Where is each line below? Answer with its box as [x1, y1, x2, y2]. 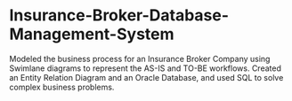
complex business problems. [9, 82, 115, 92]
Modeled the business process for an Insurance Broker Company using [9, 53, 271, 64]
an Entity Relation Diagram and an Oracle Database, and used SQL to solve [9, 72, 284, 82]
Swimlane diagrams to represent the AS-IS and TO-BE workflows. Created [9, 63, 282, 74]
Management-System [9, 24, 175, 44]
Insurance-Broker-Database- [9, 5, 230, 26]
